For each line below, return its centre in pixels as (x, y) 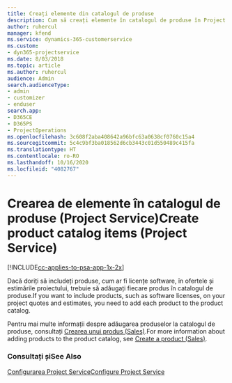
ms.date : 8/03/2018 (36, 59)
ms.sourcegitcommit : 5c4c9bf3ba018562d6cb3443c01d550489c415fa (101, 143)
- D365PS (20, 124)
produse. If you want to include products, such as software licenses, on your (116, 295)
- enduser (22, 104)
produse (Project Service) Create (103, 218)
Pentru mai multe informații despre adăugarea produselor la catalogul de (111, 324)
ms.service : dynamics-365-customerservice (70, 40)
